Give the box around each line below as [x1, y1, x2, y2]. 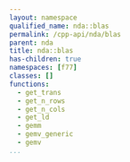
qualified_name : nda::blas [9, 21, 110, 30]
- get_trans [17, 88, 62, 97]
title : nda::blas [9, 47, 74, 55]
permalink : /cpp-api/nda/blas [9, 30, 122, 38]
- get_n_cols [17, 105, 66, 114]
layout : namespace [9, 13, 77, 22]
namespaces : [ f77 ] [9, 64, 77, 72]
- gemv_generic [17, 130, 74, 139]
